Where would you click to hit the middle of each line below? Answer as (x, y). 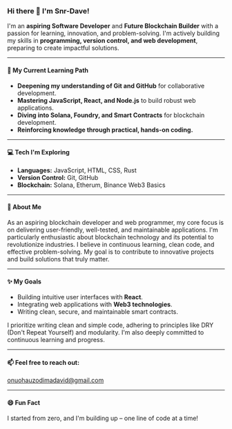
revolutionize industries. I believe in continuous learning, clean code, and (111, 244)
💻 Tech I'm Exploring (39, 152)
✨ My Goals (24, 281)
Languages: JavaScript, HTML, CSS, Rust (77, 170)
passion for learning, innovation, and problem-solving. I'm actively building (113, 33)
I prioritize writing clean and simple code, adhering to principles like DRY (110, 325)
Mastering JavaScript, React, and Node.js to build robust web (106, 100)
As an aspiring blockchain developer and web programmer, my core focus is (116, 222)
